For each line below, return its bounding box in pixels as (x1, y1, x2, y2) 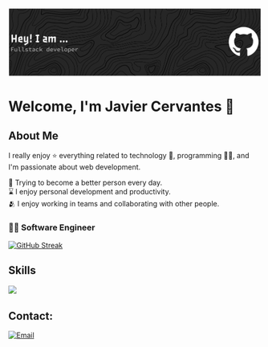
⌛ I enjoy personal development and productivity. (8, 187, 171, 197)
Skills (8, 263, 36, 277)
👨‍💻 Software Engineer (8, 222, 95, 233)
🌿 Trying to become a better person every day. (8, 178, 163, 188)
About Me (8, 129, 59, 143)
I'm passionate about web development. (8, 162, 141, 172)
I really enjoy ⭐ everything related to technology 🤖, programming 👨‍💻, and (8, 151, 250, 161)
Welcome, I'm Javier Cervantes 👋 (8, 97, 235, 116)
